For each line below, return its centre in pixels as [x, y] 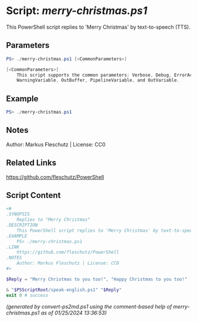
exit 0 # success [27, 295]
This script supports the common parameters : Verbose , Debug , [94, 75]
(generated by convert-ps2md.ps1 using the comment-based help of [89, 306]
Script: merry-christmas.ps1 [77, 11]
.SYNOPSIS [18, 214]
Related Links [31, 163]
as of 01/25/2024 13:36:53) [74, 313]
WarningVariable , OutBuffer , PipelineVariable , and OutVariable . [98, 80]
